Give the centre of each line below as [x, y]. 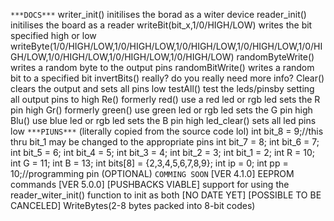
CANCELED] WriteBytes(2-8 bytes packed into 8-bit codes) [133, 205]
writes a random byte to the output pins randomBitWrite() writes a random [162, 67]
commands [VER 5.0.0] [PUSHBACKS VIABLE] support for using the [150, 184]
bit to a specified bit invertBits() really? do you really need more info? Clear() [167, 78]
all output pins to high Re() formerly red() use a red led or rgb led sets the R [165, 99]
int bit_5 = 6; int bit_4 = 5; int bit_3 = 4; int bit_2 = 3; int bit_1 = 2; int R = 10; [162, 152]
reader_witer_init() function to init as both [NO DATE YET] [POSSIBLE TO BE [166, 195]
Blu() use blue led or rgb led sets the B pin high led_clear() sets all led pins [163, 120]
